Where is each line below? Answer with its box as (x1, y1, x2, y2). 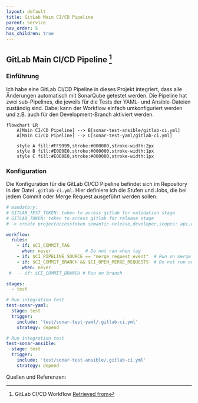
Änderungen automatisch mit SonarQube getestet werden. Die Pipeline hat (6, 92, 187, 99)
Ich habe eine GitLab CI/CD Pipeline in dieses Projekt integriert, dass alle (6, 85, 183, 92)
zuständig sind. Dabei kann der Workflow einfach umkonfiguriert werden (6, 104, 183, 111)
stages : (6, 281, 25, 287)
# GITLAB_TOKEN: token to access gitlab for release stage (6, 215, 154, 221)
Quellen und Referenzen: (6, 373, 67, 381)
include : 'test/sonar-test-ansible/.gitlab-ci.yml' (16, 357, 146, 363)
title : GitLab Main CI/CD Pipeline (6, 14, 94, 20)
